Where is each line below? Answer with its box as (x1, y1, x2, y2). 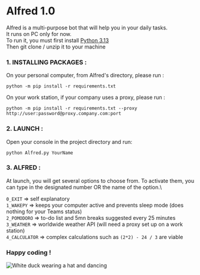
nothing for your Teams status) (6, 208, 82, 215)
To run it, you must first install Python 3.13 (6, 37, 109, 44)
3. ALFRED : (6, 164, 41, 172)
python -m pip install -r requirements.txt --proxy (6, 105, 137, 111)
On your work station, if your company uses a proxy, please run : (6, 94, 165, 101)
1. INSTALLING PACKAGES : (6, 58, 87, 67)
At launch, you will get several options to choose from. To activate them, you (6, 177, 195, 184)
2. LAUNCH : (6, 125, 44, 133)
